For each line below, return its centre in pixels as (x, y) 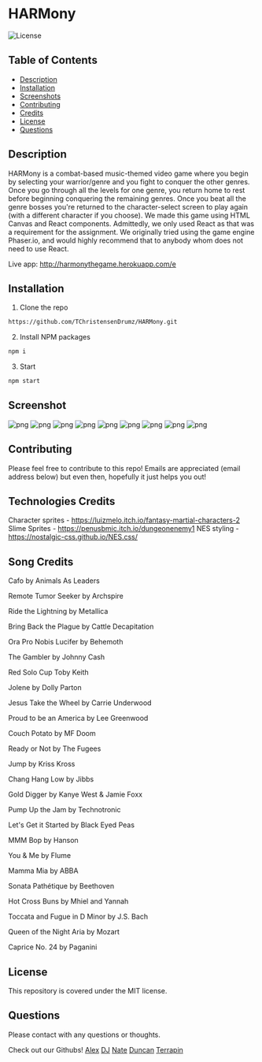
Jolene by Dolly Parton (45, 688)
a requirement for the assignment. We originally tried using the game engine (131, 232)
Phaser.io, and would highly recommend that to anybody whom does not (126, 240)
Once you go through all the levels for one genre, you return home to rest (127, 190)
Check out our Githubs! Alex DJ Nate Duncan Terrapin (96, 1049)
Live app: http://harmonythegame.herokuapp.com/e (92, 264)
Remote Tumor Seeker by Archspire (66, 596)
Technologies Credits (62, 501)
